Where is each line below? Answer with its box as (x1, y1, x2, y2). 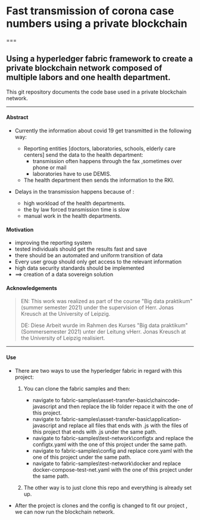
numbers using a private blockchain (6, 17, 187, 30)
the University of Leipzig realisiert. (20, 335, 105, 342)
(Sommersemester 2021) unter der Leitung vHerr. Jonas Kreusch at (20, 328, 186, 335)
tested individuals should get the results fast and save (14, 245, 148, 253)
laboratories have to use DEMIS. (32, 170, 111, 177)
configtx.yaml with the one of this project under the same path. (32, 441, 187, 448)
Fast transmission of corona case (6, 4, 174, 18)
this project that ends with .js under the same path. (32, 428, 158, 435)
